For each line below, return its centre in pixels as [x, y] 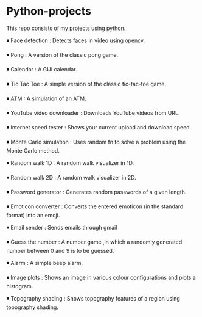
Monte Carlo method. [33, 150]
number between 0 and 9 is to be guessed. [60, 250]
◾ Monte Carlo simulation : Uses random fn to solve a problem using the [96, 142]
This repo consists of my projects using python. [66, 28]
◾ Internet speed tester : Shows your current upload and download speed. [99, 127]
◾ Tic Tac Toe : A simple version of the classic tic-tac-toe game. [86, 84]
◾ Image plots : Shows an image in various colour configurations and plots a [101, 277]
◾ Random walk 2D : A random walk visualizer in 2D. [71, 177]
